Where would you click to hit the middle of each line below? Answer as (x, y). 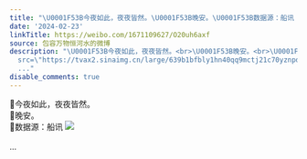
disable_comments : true (55, 77)
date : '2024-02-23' (47, 26)
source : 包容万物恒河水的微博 (60, 43)
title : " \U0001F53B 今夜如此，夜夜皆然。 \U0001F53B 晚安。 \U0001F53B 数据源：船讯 (152, 18)
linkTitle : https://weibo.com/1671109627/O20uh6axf (110, 35)
